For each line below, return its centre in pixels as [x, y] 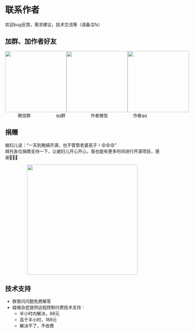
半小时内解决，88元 [39, 313]
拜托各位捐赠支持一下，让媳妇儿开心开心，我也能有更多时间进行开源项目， [80, 151]
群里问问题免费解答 [32, 301]
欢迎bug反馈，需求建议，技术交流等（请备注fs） [54, 24]
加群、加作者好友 [31, 41]
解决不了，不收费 [37, 326]
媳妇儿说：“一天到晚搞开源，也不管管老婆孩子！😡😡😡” [61, 145]
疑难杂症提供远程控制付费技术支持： [49, 308]
